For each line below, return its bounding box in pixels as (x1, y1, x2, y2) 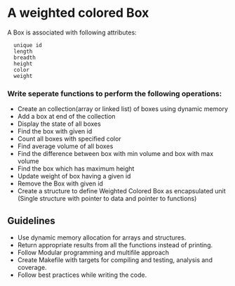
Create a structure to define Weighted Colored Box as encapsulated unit (17, 187, 226, 195)
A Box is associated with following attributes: (7, 28, 137, 37)
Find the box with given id (17, 127, 93, 136)
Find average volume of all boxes (17, 142, 114, 150)
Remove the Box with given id (17, 179, 104, 188)
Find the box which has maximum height (17, 164, 135, 173)
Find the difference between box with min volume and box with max (17, 150, 214, 158)
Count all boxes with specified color (17, 135, 121, 143)
